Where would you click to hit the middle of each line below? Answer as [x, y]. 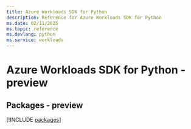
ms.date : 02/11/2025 [33, 23]
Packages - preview [45, 105]
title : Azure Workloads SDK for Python [57, 12]
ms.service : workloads [35, 40]
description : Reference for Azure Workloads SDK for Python [84, 18]
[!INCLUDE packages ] [34, 120]
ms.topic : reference [33, 29]
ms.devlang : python [31, 35]
